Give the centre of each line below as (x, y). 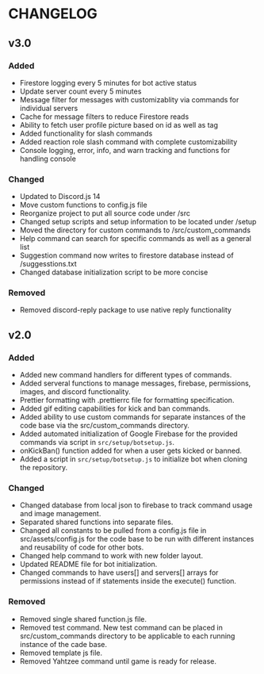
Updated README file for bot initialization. (88, 565)
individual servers (49, 108)
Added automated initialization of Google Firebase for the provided (128, 434)
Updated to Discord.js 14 (60, 197)
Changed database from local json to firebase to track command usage (136, 505)
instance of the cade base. (63, 644)
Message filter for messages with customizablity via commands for (129, 99)
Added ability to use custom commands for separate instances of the (132, 417)
